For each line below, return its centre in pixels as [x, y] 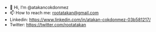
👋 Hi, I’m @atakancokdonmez [39, 7]
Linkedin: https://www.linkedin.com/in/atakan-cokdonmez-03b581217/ [80, 20]
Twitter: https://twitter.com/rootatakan [48, 25]
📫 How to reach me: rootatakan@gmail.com [54, 13]
